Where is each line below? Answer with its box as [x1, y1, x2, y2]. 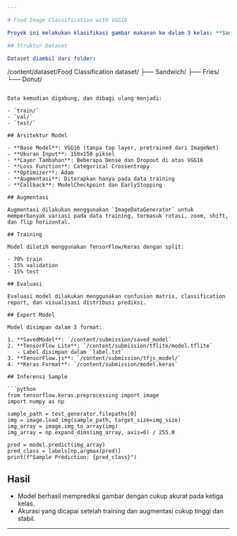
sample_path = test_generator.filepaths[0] [7, 411, 138, 418]
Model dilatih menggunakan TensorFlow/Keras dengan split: [7, 243, 185, 251]
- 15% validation [7, 262, 59, 269]
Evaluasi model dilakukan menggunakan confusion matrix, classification [7, 293, 226, 301]
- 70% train [7, 256, 42, 263]
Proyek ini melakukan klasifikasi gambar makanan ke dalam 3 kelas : [7, 29, 213, 36]
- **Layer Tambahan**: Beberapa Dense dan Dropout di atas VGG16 [7, 157, 203, 164]
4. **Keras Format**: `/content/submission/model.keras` [7, 361, 178, 368]
